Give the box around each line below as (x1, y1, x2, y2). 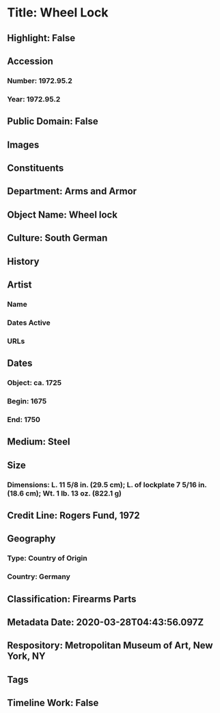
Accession (7, 55, 53, 67)
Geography (7, 533, 56, 545)
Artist (7, 279, 32, 290)
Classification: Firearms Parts (7, 593, 137, 605)
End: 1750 (7, 414, 41, 424)
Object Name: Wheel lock (7, 209, 118, 220)
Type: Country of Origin (7, 554, 87, 563)
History (7, 255, 40, 267)
